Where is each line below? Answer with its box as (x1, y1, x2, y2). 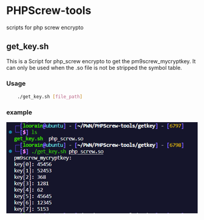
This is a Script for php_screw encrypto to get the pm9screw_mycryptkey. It (6, 57, 196, 64)
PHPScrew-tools (6, 4, 92, 18)
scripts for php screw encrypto (6, 24, 84, 31)
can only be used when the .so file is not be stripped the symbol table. (6, 64, 182, 71)
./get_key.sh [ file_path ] (17, 94, 83, 100)
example (6, 108, 32, 116)
